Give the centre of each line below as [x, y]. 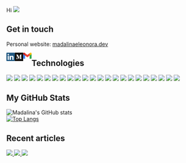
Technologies [58, 63]
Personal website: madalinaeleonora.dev [57, 44]
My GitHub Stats [38, 98]
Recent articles [36, 138]
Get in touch [30, 30]
